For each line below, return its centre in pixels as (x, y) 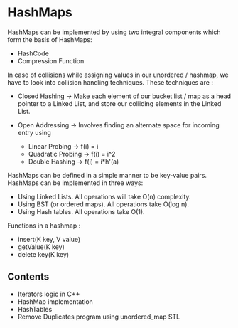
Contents (28, 277)
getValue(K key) (41, 247)
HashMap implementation (55, 301)
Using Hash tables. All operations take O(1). (81, 211)
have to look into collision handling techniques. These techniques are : (110, 82)
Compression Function (51, 60)
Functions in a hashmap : (44, 226)
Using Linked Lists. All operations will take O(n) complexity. (104, 196)
